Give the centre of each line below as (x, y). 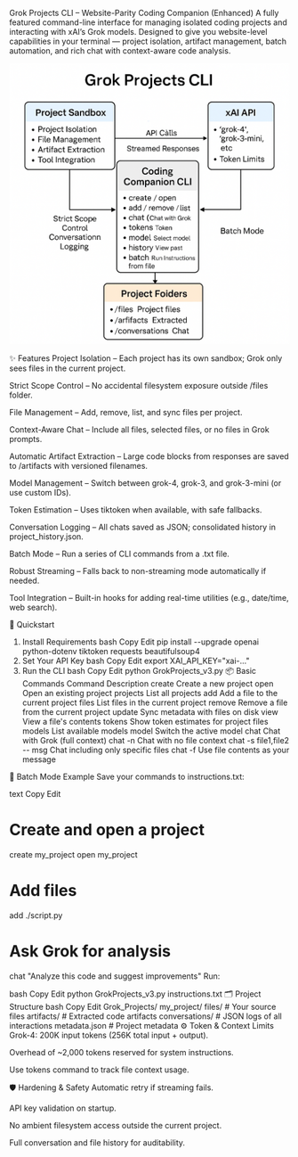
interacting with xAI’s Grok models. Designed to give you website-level (138, 32)
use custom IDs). (40, 492)
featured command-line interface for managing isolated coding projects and (148, 22)
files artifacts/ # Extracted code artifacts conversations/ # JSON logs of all (145, 1016)
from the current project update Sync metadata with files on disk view (150, 712)
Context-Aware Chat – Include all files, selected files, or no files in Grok (139, 430)
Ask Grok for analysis (90, 952)
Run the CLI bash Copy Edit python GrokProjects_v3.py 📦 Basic (139, 671)
